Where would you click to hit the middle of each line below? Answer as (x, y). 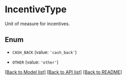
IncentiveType (36, 9)
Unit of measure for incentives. (37, 24)
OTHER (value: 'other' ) (35, 62)
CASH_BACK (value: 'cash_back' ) (45, 52)
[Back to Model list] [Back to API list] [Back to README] (63, 72)
